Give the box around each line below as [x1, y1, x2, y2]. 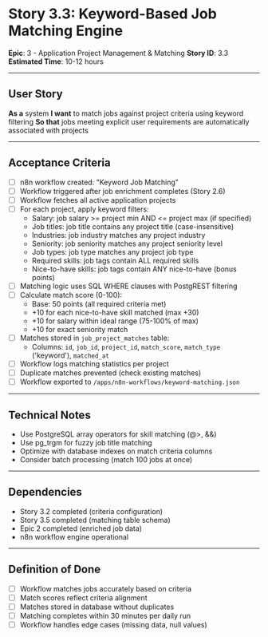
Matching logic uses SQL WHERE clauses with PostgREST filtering [19, 281, 238, 291]
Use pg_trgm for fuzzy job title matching [19, 438, 153, 447]
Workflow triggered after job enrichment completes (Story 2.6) [19, 186, 226, 196]
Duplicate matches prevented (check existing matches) [19, 368, 202, 378]
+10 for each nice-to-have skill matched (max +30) [31, 307, 199, 317]
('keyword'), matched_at [31, 350, 110, 360]
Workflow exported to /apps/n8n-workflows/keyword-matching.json [19, 377, 240, 387]
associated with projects [8, 125, 89, 135]
